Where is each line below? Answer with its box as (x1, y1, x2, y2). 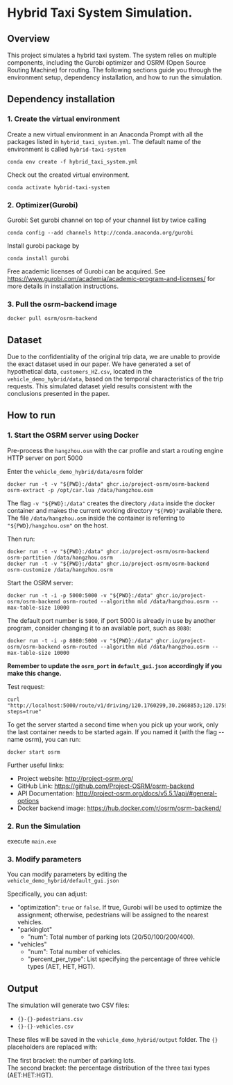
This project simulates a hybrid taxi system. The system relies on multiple (7, 51, 217, 59)
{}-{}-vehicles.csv (17, 1023, 74, 1031)
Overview (7, 33, 51, 45)
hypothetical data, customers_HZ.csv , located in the (7, 367, 153, 376)
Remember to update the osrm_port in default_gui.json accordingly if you (7, 661, 223, 670)
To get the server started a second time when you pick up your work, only (7, 720, 218, 729)
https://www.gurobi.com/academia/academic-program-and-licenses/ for (7, 274, 216, 283)
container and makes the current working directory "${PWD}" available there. (7, 506, 223, 514)
